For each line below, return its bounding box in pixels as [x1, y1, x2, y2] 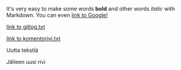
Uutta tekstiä [6, 46, 38, 54]
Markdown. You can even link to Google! [6, 11, 108, 19]
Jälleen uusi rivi [6, 59, 46, 65]
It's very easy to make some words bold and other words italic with [6, 5, 176, 12]
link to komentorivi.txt [6, 35, 61, 42]
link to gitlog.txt [6, 24, 46, 30]
